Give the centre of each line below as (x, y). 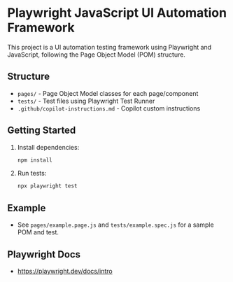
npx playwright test (47, 186)
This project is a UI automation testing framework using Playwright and (110, 47)
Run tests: (32, 174)
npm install (35, 160)
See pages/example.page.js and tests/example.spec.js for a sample (116, 225)
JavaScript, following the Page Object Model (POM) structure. (96, 55)
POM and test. (38, 232)
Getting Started (42, 131)
